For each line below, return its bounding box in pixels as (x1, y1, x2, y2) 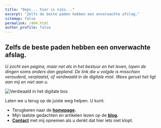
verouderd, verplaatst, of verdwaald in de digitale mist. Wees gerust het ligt (5, 74, 156, 80)
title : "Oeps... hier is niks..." (5, 7, 75, 12)
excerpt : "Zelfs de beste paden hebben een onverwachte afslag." (5, 12, 140, 16)
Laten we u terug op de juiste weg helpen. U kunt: (5, 97, 105, 103)
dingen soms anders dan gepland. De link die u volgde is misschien (5, 68, 140, 74)
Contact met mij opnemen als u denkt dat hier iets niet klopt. (12, 117, 133, 123)
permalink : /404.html (5, 20, 49, 26)
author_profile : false (5, 25, 51, 30)
